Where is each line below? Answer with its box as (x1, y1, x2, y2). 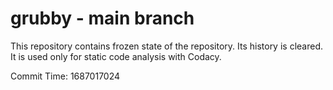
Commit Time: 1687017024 (10, 70, 121, 82)
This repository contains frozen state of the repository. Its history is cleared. (10, 40, 323, 52)
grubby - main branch (10, 7, 195, 30)
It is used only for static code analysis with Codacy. (10, 50, 222, 62)
